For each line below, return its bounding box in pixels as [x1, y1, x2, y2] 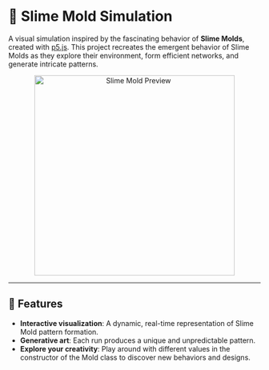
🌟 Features [8, 297, 63, 311]
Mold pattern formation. [19, 327, 98, 336]
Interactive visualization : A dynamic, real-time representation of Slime [19, 318, 254, 328]
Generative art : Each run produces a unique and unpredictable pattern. [19, 336, 256, 345]
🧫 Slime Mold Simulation [8, 7, 173, 26]
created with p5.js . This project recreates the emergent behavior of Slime [8, 42, 250, 51]
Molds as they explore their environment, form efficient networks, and [8, 50, 239, 60]
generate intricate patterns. [8, 59, 98, 69]
